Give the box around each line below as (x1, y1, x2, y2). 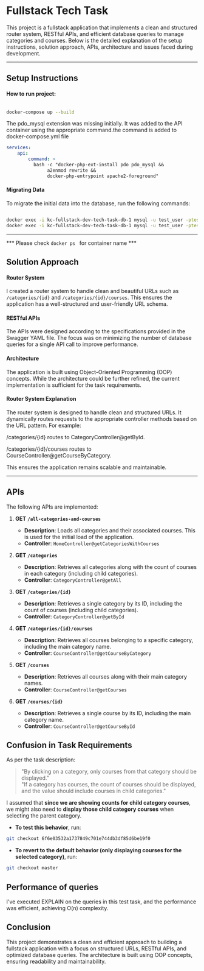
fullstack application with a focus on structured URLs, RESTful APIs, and (6, 945, 187, 952)
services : (6, 144, 32, 151)
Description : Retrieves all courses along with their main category (24, 673, 187, 680)
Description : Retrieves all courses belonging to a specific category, (24, 636, 193, 643)
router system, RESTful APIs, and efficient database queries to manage (6, 30, 184, 37)
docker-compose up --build (6, 109, 75, 115)
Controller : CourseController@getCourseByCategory (24, 649, 152, 657)
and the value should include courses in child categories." (21, 787, 166, 795)
